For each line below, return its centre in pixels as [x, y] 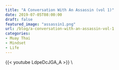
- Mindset [16, 43]
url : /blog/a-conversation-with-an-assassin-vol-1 [60, 29]
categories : [18, 33]
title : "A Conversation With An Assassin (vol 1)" [60, 10]
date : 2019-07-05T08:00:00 [34, 15]
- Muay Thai [18, 39]
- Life [12, 48]
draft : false [19, 19]
